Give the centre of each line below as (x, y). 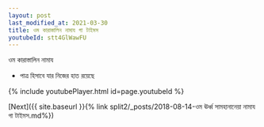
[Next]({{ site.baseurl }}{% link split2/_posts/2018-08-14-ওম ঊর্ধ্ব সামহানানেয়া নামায (132, 106)
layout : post (30, 15)
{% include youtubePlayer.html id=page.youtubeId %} (96, 92)
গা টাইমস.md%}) (31, 116)
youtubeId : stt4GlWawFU (48, 37)
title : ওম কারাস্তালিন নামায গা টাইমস (54, 30)
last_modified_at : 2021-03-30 (58, 23)
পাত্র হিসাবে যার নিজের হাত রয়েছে (57, 76)
